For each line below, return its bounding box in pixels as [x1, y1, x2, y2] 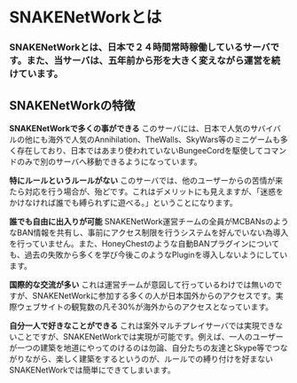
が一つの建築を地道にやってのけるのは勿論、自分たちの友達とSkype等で [9, 342, 273, 353]
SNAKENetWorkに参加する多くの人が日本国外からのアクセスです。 [32, 290, 277, 301]
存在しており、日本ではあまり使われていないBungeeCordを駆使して [16, 145, 263, 155]
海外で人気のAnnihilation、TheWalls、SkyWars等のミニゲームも [47, 134, 281, 145]
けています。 [9, 67, 64, 80]
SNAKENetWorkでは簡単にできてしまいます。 [9, 364, 176, 375]
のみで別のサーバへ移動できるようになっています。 [16, 156, 202, 167]
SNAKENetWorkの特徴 [9, 98, 136, 113]
